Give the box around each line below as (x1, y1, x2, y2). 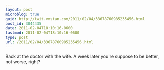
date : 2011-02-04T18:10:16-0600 (5, 26, 73, 31)
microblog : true (5, 12, 39, 17)
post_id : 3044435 (5, 21, 42, 26)
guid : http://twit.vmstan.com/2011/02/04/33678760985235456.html (5, 16, 145, 21)
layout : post (5, 7, 33, 12)
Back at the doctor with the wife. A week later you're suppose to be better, (5, 53, 159, 59)
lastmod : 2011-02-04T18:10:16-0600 (5, 30, 80, 35)
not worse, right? (5, 58, 40, 65)
